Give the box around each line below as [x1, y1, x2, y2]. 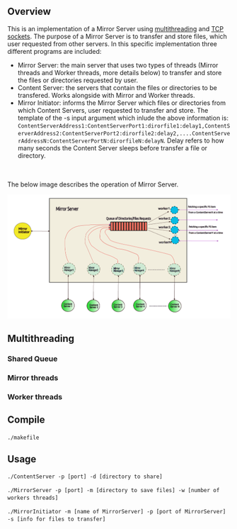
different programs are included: [7, 47, 102, 55]
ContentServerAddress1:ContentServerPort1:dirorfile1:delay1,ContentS [17, 122, 231, 130]
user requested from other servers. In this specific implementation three [7, 39, 217, 48]
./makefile [7, 434, 40, 441]
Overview [7, 6, 52, 18]
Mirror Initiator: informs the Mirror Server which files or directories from [17, 99, 226, 107]
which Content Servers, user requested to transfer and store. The [17, 106, 209, 114]
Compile [7, 414, 45, 426]
